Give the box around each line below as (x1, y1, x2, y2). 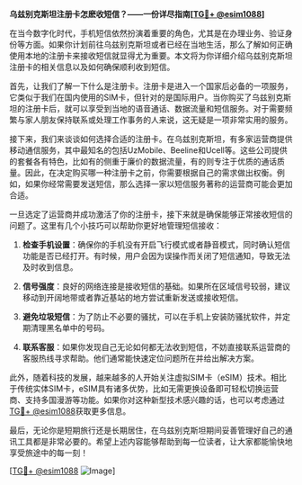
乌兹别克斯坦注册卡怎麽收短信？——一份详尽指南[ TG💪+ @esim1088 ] (9, 9, 265, 19)
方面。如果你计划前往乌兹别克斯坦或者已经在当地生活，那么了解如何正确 (24, 40, 293, 49)
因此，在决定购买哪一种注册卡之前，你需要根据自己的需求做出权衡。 (24, 167, 277, 178)
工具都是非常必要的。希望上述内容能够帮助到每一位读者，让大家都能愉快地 (16, 436, 293, 446)
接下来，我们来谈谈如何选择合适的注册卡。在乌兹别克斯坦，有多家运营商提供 (9, 134, 293, 144)
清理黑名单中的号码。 (30, 323, 110, 333)
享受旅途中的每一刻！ (9, 447, 88, 458)
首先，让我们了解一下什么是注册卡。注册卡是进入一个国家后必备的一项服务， (9, 81, 293, 91)
